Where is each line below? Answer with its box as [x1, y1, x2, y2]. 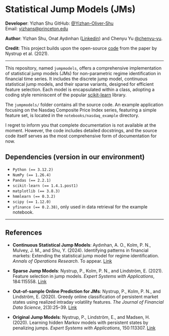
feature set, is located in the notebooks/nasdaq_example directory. [5, 112, 139, 118]
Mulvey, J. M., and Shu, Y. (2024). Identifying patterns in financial [12, 247, 149, 253]
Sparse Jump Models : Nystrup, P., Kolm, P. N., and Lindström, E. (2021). [12, 267, 163, 273]
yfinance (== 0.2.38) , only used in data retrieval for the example [12, 203, 148, 210]
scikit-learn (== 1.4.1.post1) [12, 183, 78, 188]
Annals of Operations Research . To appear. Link [12, 258, 112, 264]
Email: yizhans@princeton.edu [5, 25, 68, 31]
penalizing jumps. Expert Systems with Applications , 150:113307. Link [12, 324, 156, 331]
